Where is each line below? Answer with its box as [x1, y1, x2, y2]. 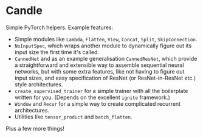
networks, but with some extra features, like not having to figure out [14, 67, 185, 75]
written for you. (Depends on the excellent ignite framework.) [14, 94, 171, 101]
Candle [5, 4, 43, 18]
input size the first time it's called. [14, 48, 100, 55]
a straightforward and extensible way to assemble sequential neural [14, 61, 184, 69]
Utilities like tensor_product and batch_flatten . [14, 113, 132, 120]
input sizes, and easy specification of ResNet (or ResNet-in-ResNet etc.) [14, 74, 196, 81]
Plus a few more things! [5, 125, 65, 132]
